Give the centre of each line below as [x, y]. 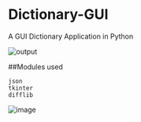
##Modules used [35, 67]
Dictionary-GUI [58, 15]
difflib [21, 95]
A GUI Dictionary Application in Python [71, 36]
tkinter [21, 88]
